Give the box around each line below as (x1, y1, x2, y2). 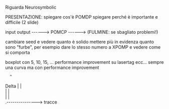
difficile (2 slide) (5, 20, 39, 25)
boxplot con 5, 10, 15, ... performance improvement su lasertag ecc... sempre (5, 59, 164, 65)
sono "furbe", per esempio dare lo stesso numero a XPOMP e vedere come (5, 44, 161, 50)
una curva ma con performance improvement (5, 65, 100, 70)
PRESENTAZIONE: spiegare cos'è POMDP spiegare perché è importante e (5, 14, 158, 20)
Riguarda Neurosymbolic (5, 5, 57, 10)
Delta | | (5, 83, 22, 89)
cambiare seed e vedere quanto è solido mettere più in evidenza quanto (5, 39, 154, 45)
